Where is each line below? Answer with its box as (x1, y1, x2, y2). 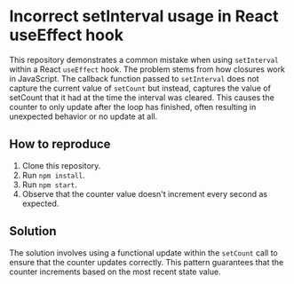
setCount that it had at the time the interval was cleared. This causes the (9, 91, 275, 103)
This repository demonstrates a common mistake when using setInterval (9, 54, 279, 65)
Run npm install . (21, 170, 86, 180)
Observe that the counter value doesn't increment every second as (21, 188, 268, 199)
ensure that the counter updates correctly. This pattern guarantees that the (9, 256, 284, 267)
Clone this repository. (21, 160, 101, 170)
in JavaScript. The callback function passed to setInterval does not (9, 73, 259, 83)
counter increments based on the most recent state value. (9, 266, 221, 277)
